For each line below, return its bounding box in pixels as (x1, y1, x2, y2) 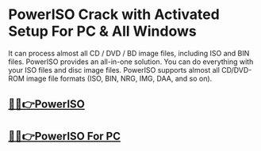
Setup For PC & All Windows (8, 22, 197, 40)
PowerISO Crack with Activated (8, 6, 220, 24)
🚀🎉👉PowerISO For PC (8, 129, 121, 143)
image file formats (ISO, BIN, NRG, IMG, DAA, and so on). (26, 74, 213, 83)
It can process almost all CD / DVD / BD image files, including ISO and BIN (8, 48, 250, 58)
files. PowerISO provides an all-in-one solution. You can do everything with (8, 57, 254, 66)
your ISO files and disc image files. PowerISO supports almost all (8, 65, 221, 74)
